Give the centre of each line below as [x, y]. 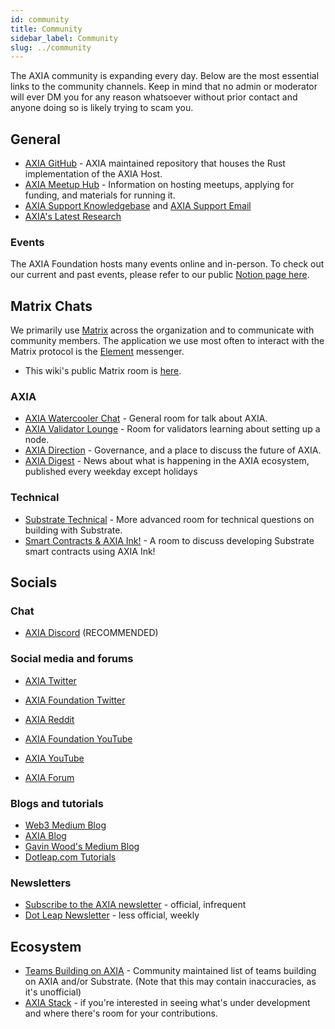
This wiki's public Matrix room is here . [103, 371]
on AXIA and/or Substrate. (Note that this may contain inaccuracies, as [170, 982]
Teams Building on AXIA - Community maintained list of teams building [170, 971]
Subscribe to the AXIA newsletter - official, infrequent [135, 905]
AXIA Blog [45, 836]
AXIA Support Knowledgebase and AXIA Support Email [138, 206]
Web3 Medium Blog [65, 825]
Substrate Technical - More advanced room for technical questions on [169, 519]
